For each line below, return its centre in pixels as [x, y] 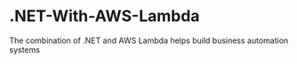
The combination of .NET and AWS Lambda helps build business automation [149, 40]
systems [24, 49]
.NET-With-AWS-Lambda [104, 16]
